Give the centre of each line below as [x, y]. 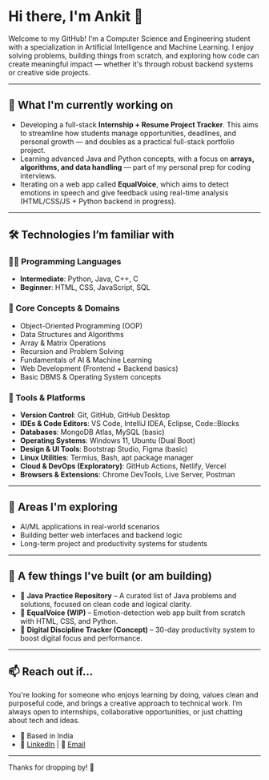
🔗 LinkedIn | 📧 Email [52, 745]
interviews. [38, 175]
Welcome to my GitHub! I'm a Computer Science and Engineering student [129, 38]
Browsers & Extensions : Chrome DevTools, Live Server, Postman [127, 475]
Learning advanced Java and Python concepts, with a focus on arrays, [137, 159]
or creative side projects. [49, 72]
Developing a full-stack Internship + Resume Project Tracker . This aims [139, 124]
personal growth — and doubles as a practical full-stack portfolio [127, 141]
